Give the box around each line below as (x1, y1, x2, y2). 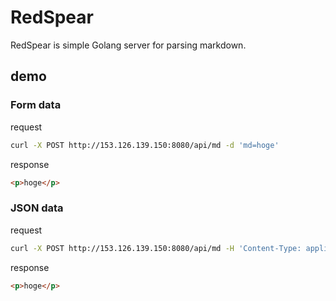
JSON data (10, 201, 64, 215)
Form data (10, 98, 62, 112)
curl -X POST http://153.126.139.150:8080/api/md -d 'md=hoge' (10, 140, 280, 150)
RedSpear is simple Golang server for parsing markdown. (10, 39, 247, 51)
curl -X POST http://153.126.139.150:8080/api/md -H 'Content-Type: (10, 243, 302, 253)
